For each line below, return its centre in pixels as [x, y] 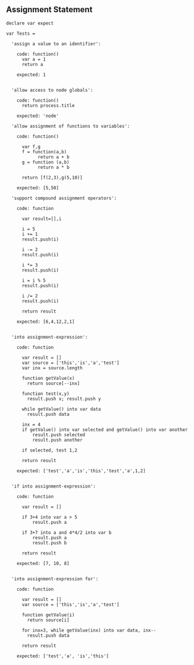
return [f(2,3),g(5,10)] [52, 178]
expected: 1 [31, 75]
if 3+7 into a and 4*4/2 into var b [66, 532]
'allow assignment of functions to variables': [71, 126]
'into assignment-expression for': [55, 579]
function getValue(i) [48, 615]
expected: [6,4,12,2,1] [46, 322]
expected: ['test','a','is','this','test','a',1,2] [81, 471]
